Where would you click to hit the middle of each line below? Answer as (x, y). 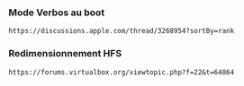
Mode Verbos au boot (57, 13)
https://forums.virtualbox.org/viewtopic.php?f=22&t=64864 (122, 72)
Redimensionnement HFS (65, 54)
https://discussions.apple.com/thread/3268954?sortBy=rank (122, 31)
